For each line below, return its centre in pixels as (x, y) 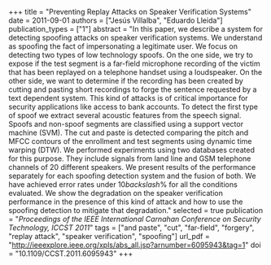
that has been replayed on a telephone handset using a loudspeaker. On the (135, 72)
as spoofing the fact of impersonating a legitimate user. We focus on (123, 46)
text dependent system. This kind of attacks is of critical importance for (128, 98)
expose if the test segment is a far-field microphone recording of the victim (134, 63)
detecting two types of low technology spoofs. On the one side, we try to (131, 55)
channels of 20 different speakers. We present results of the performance (132, 167)
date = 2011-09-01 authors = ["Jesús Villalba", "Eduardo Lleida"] (116, 20)
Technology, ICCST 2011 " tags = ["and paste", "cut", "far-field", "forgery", (131, 228)
